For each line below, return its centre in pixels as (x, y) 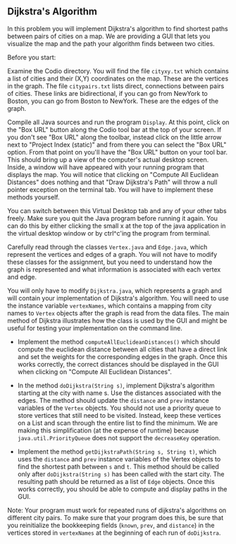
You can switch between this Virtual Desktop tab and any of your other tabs (117, 210)
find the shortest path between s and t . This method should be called (118, 466)
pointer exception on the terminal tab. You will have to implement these (110, 189)
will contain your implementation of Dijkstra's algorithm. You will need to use (118, 298)
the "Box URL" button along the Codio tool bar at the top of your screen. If (114, 129)
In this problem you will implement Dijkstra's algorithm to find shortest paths (118, 28)
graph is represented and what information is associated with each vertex (114, 269)
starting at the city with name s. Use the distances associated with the (119, 393)
